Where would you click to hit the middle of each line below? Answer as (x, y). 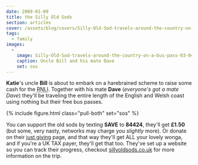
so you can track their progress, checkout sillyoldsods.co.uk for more (90, 150)
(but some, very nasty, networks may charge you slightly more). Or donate (96, 131)
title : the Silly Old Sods (39, 17)
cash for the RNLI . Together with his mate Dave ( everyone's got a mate (93, 90)
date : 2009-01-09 (27, 11)
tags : (13, 34)
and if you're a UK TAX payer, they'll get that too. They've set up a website (96, 143)
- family (22, 39)
